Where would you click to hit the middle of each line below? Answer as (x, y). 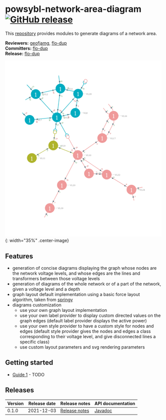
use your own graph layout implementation (63, 310)
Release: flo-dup (23, 54)
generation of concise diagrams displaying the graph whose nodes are (84, 268)
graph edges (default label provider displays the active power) (83, 320)
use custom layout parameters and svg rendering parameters (82, 347)
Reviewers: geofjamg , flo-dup (36, 43)
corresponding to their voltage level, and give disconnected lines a (88, 336)
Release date (42, 404)
